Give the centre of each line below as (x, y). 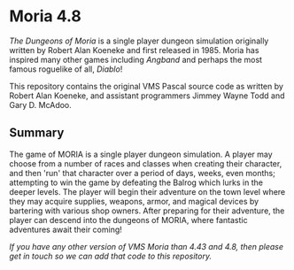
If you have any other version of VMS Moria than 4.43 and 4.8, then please (147, 246)
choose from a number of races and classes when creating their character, (146, 163)
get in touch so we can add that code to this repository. (111, 256)
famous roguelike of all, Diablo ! (66, 69)
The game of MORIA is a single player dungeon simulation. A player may (141, 154)
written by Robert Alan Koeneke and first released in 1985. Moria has (134, 50)
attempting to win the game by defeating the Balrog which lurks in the (136, 182)
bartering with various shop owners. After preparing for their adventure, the (147, 211)
